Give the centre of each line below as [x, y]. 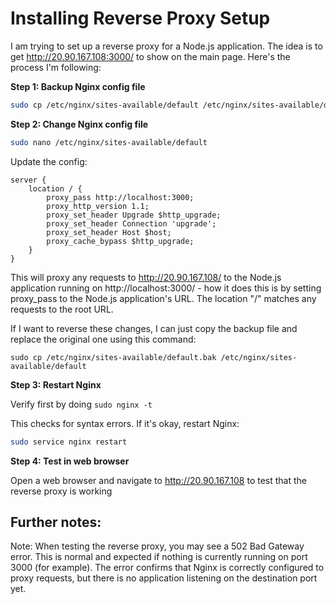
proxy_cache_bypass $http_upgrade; [120, 241]
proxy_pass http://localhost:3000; [120, 197]
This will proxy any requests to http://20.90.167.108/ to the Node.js [146, 277]
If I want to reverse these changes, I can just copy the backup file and [154, 328]
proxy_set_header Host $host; [109, 232]
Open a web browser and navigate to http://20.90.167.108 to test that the [159, 480]
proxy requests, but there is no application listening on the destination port [164, 578]
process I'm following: [56, 67]
